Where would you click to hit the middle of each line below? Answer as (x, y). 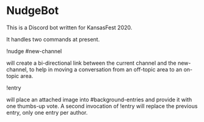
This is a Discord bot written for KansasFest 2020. (69, 27)
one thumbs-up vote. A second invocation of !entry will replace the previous (102, 106)
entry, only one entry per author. (47, 112)
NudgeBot (33, 11)
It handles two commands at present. (53, 39)
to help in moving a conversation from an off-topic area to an (106, 69)
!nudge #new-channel (34, 51)
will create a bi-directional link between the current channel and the (91, 63)
